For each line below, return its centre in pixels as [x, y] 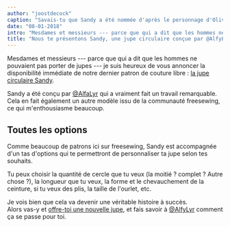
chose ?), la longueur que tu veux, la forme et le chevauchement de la [105, 181]
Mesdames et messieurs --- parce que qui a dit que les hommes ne [102, 58]
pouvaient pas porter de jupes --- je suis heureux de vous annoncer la [106, 66]
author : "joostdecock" [39, 13]
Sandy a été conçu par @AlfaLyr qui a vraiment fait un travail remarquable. [112, 94]
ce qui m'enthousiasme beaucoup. [56, 108]
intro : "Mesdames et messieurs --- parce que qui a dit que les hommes [111, 33]
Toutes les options [47, 130]
